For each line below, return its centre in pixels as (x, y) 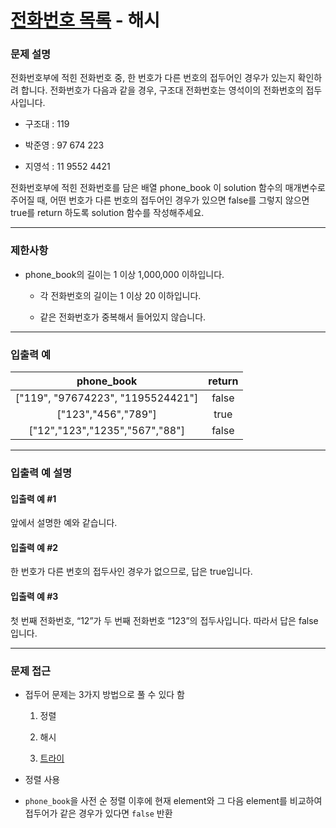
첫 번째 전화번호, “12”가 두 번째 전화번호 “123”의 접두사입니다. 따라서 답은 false (164, 620)
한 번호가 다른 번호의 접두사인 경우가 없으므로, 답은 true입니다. (131, 572)
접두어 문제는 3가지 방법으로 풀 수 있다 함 (104, 694)
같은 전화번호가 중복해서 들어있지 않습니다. (123, 317)
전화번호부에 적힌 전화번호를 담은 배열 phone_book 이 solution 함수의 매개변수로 (168, 188)
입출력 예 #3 (34, 596)
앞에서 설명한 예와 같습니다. (64, 523)
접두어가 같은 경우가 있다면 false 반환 (98, 813)
